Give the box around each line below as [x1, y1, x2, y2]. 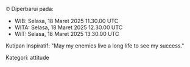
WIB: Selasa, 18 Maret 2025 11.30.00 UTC [14, 18, 119, 24]
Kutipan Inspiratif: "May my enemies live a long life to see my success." [5, 42, 185, 49]
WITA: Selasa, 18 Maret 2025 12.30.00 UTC [14, 24, 123, 31]
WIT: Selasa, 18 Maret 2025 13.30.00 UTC [14, 30, 119, 37]
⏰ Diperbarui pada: [5, 5, 54, 12]
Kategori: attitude [5, 54, 49, 61]
